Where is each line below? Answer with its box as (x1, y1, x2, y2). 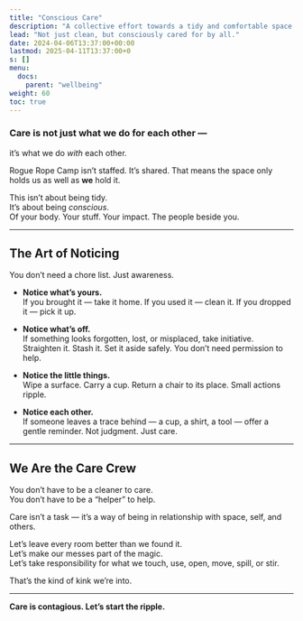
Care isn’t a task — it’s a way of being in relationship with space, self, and (9, 512, 282, 523)
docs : (17, 72, 39, 81)
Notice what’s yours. (22, 287, 103, 298)
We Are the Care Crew (9, 460, 137, 476)
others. (9, 521, 36, 533)
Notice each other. (22, 407, 95, 418)
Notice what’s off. (22, 324, 91, 335)
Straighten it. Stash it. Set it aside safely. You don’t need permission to (22, 343, 284, 354)
